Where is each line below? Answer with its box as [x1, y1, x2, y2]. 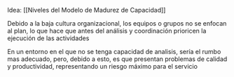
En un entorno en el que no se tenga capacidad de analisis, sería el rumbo [7, 48, 221, 55]
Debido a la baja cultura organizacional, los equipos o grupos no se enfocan [7, 19, 227, 27]
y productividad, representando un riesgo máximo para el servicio [7, 62, 198, 70]
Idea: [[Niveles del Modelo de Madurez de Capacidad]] [7, 6, 166, 14]
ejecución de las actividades [7, 34, 90, 42]
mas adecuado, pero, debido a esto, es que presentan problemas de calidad [7, 55, 228, 63]
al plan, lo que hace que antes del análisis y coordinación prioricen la [7, 27, 207, 35]
